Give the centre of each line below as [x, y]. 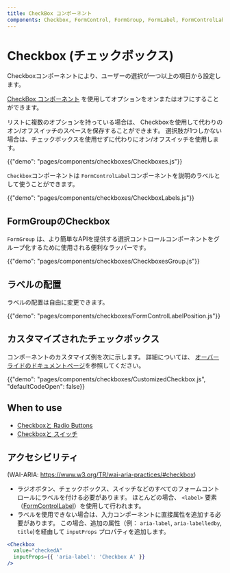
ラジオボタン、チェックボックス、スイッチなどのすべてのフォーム [109, 488]
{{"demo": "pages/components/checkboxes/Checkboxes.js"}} [95, 162]
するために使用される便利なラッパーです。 [90, 248]
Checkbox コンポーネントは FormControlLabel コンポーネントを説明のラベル [111, 176]
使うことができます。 [49, 184]
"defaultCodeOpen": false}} [46, 386]
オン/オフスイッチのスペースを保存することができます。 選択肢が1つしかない [115, 131]
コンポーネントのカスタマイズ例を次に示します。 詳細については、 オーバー [113, 357]
